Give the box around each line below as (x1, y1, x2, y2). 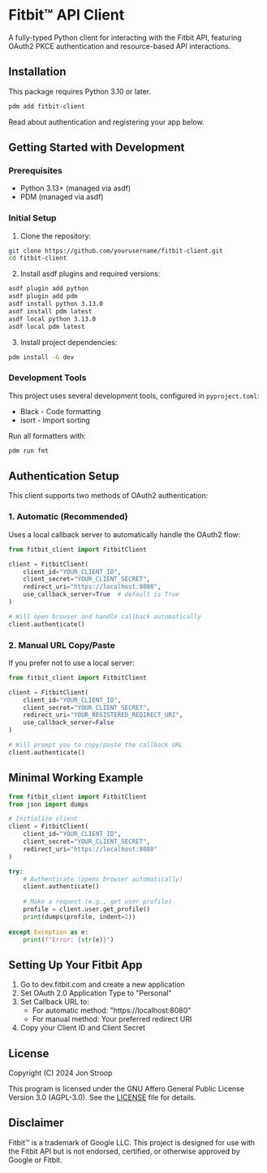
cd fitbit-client (8, 254, 67, 262)
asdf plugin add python (8, 285, 89, 293)
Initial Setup (8, 212, 57, 224)
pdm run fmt (8, 446, 49, 455)
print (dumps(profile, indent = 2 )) (23, 913, 136, 921)
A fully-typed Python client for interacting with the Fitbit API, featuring (8, 33, 242, 42)
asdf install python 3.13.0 (8, 300, 104, 309)
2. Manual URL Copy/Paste (8, 639, 115, 650)
